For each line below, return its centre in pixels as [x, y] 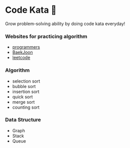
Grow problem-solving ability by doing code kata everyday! [65, 24]
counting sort [26, 107]
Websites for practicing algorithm [46, 36]
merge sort [23, 102]
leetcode [21, 58]
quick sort [22, 97]
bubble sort [24, 86]
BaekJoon [22, 52]
